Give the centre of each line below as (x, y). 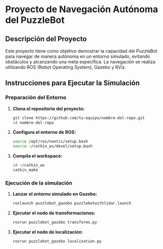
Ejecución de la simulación (39, 183)
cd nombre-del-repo (33, 123)
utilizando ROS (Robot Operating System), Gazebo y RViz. (66, 67)
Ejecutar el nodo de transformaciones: (54, 213)
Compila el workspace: (37, 156)
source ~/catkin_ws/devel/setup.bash (53, 146)
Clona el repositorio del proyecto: (48, 109)
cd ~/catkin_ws (29, 165)
